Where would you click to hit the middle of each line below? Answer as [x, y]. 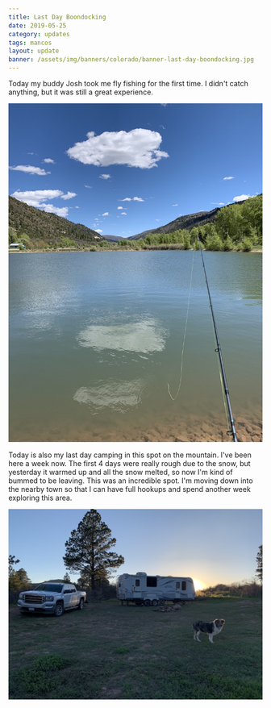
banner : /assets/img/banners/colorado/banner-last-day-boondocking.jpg [131, 60]
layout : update [34, 51]
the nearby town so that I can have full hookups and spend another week [130, 489]
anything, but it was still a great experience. [81, 92]
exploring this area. [40, 498]
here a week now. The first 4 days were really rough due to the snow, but [130, 463]
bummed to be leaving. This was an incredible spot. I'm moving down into [131, 481]
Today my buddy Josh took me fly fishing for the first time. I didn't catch [128, 83]
